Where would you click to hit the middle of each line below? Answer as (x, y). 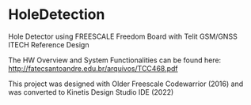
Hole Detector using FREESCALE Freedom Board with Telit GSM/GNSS (123, 36)
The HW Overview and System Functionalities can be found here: (115, 60)
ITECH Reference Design (49, 44)
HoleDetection (57, 15)
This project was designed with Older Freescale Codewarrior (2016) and (126, 84)
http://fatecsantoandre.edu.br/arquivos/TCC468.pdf (93, 68)
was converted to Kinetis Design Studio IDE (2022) (91, 92)
